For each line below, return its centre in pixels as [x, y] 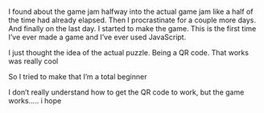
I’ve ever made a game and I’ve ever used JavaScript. [97, 37]
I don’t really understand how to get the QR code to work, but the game [126, 92]
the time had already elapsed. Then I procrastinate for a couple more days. [132, 20]
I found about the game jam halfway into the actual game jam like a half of [131, 12]
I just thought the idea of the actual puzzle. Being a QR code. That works [129, 52]
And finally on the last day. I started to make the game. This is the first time [132, 28]
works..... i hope [35, 101]
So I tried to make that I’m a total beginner [78, 77]
